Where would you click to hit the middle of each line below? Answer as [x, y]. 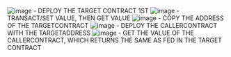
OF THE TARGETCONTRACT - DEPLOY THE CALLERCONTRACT [112, 25]
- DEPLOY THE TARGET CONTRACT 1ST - [106, 11]
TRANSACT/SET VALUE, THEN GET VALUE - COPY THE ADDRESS [115, 18]
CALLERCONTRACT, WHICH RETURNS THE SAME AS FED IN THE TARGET [115, 40]
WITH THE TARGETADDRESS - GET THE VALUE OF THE [101, 33]
